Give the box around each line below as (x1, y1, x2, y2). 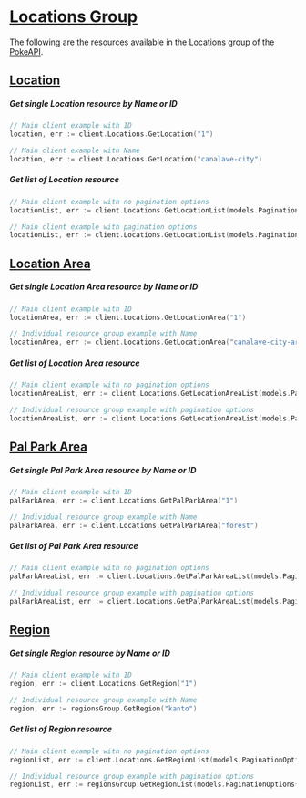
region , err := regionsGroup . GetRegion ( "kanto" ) (9, 704, 198, 713)
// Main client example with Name (9, 146, 141, 156)
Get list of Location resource (9, 174, 120, 185)
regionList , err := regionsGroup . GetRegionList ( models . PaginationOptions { (9, 780, 300, 790)
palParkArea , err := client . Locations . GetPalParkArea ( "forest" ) (9, 521, 259, 530)
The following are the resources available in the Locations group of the (9, 36, 275, 47)
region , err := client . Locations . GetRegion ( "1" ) (9, 679, 198, 689)
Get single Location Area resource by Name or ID (9, 281, 199, 293)
